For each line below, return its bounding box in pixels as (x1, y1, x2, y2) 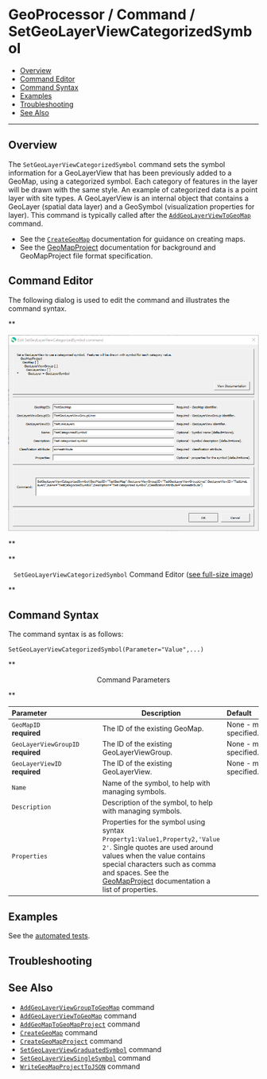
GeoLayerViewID (11, 760, 62, 768)
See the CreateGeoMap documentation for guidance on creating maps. (19, 234, 246, 243)
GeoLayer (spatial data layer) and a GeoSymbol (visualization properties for (8, 201, 255, 212)
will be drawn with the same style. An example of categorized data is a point (8, 184, 258, 194)
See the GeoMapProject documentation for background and (19, 243, 216, 252)
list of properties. (102, 885, 158, 895)
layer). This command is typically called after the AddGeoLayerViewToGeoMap (8, 210, 252, 219)
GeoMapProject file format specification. (19, 250, 153, 260)
